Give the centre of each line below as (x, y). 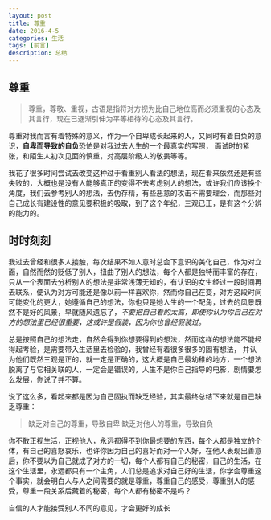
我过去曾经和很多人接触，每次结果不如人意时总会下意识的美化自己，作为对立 (135, 261)
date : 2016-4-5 (34, 31)
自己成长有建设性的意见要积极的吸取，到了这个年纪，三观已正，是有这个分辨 (135, 203)
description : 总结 (38, 53)
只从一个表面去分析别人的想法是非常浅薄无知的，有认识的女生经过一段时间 (131, 281)
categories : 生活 (36, 38)
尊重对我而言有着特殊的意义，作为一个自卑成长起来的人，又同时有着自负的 (131, 135)
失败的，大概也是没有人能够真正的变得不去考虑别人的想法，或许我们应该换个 (135, 182)
